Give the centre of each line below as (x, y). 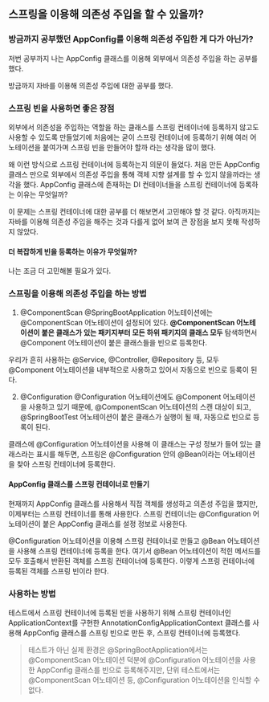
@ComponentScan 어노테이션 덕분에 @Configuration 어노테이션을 (134, 659)
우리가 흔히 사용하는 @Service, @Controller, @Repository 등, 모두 (114, 360)
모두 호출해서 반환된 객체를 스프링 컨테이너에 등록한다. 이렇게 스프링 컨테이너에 (132, 561)
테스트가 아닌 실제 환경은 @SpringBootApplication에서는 (118, 650)
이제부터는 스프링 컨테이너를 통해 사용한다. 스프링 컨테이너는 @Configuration (130, 513)
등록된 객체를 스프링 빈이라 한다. (59, 571)
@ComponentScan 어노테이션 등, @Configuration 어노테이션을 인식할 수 (144, 680)
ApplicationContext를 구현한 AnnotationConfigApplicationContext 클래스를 (130, 622)
